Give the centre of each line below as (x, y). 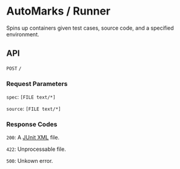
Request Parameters (37, 84)
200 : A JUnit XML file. (33, 138)
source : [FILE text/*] (34, 109)
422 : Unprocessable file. (36, 149)
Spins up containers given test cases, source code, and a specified (90, 28)
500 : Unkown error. (30, 161)
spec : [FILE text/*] (31, 97)
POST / (14, 68)
